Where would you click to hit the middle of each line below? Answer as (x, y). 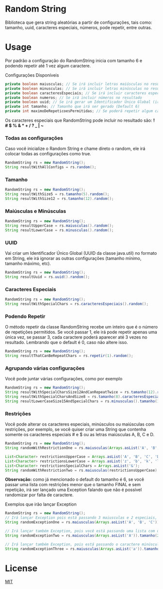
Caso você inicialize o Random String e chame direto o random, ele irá (75, 148)
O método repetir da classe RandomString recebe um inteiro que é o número (81, 327)
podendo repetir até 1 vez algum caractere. (48, 65)
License (21, 568)
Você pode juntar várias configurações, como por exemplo (64, 379)
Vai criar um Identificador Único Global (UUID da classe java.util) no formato (81, 253)
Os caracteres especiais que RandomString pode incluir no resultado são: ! (80, 120)
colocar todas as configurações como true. (48, 154)
